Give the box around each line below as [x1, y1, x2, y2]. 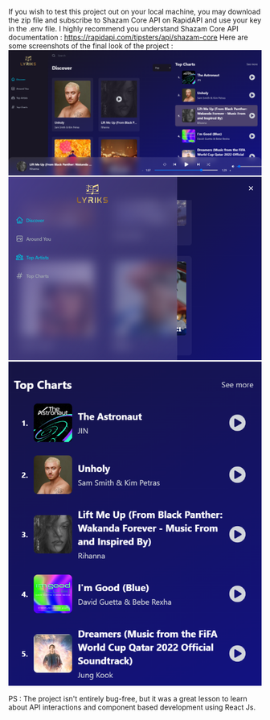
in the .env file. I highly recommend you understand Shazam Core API [8, 24, 239, 33]
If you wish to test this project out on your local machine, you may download [8, 7, 261, 16]
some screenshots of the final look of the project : [8, 41, 174, 51]
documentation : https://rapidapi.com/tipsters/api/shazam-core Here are [8, 32, 248, 42]
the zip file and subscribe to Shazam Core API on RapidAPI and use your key [8, 15, 262, 25]
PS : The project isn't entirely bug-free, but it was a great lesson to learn [8, 694, 247, 704]
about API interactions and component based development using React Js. [8, 702, 256, 712]
